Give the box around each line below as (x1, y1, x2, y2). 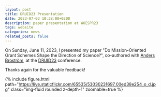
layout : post (5, 7, 31, 12)
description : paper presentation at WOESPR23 (5, 20, 98, 26)
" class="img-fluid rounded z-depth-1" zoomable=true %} (7, 86, 123, 92)
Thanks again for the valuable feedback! (5, 67, 86, 72)
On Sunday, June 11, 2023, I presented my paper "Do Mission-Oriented (5, 47, 146, 53)
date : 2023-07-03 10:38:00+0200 (5, 16, 70, 21)
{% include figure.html (5, 76, 50, 82)
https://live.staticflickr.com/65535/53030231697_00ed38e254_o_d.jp (18, 81, 156, 87)
